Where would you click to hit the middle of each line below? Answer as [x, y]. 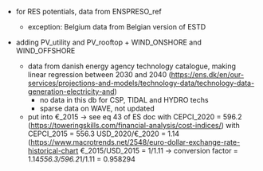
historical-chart [53, 151]
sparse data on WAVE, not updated [97, 108]
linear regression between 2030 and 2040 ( [99, 74]
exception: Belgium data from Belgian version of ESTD [117, 27]
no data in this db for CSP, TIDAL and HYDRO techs [124, 100]
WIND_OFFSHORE [45, 51]
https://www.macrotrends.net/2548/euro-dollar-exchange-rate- [135, 142]
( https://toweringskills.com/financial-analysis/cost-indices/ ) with [134, 125]
